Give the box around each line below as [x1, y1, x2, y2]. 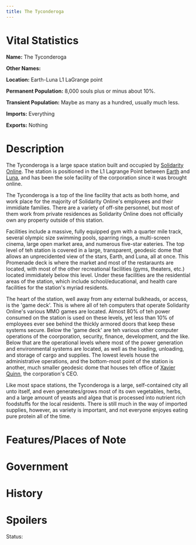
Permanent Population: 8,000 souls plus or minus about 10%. [6, 87, 156, 94]
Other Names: [6, 65, 41, 72]
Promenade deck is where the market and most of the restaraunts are [6, 259, 174, 266]
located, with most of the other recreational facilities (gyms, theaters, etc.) [6, 265, 185, 272]
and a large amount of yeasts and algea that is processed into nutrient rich [6, 394, 185, 401]
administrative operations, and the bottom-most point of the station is [6, 357, 174, 364]
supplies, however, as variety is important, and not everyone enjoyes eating [6, 406, 188, 414]
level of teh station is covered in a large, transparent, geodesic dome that [6, 246, 183, 253]
